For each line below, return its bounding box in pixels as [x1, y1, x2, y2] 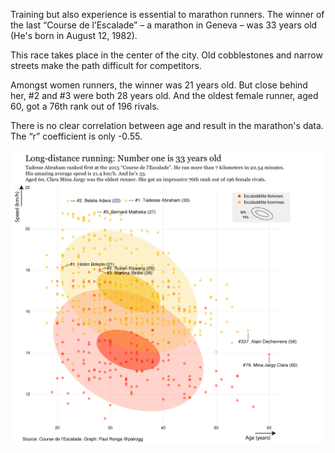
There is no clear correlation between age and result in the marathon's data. [10, 120, 324, 131]
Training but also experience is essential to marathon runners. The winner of [10, 9, 325, 20]
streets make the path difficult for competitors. [10, 60, 202, 71]
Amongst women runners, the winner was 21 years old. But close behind [10, 79, 308, 91]
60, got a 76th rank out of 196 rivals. [10, 100, 160, 112]
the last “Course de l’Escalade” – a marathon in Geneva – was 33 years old [10, 19, 318, 31]
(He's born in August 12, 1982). [10, 30, 138, 41]
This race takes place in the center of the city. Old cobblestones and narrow [10, 49, 323, 61]
